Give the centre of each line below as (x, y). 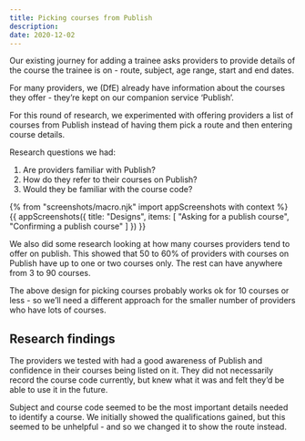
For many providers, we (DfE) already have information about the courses (147, 88)
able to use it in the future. (59, 390)
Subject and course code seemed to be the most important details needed (149, 407)
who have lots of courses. (58, 310)
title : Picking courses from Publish (81, 18)
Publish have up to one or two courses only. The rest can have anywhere (146, 263)
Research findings (62, 338)
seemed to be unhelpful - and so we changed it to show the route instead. (148, 427)
